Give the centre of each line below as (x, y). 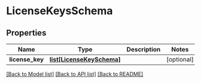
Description (144, 50)
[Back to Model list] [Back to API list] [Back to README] (75, 74)
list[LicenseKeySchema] (85, 59)
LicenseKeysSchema (60, 11)
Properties (26, 33)
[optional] (180, 59)
